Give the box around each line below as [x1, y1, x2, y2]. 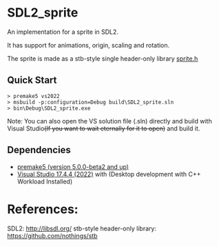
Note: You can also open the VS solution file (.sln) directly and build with [7, 117, 212, 125]
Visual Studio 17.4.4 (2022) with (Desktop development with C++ [17, 170, 201, 178]
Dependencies [7, 144, 71, 156]
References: [7, 201, 79, 217]
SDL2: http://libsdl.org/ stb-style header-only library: [7, 224, 157, 233]
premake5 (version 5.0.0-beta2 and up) [17, 162, 129, 170]
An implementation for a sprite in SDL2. [7, 28, 119, 36]
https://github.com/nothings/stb [7, 231, 98, 239]
